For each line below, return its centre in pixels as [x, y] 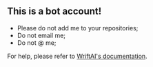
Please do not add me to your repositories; [78, 28]
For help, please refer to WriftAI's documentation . [77, 56]
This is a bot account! [54, 11]
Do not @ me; [37, 42]
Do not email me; [41, 35]
